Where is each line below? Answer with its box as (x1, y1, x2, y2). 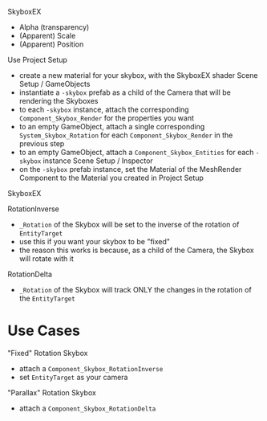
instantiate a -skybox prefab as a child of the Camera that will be (18, 88, 232, 97)
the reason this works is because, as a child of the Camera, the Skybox (18, 245, 254, 255)
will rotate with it (18, 254, 74, 264)
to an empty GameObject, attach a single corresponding (18, 122, 205, 131)
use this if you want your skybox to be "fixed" (18, 237, 170, 246)
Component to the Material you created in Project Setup (18, 173, 204, 182)
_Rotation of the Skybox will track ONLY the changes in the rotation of (18, 285, 252, 294)
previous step (18, 139, 65, 148)
